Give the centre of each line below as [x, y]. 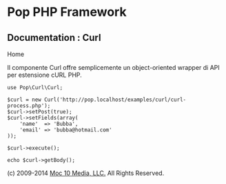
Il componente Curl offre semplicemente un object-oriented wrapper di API [114, 67]
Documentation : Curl [54, 38]
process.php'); [29, 106]
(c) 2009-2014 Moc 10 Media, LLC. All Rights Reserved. [86, 173]
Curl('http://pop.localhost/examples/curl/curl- [115, 100]
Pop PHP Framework [67, 12]
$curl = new [24, 100]
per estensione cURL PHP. [45, 75]
